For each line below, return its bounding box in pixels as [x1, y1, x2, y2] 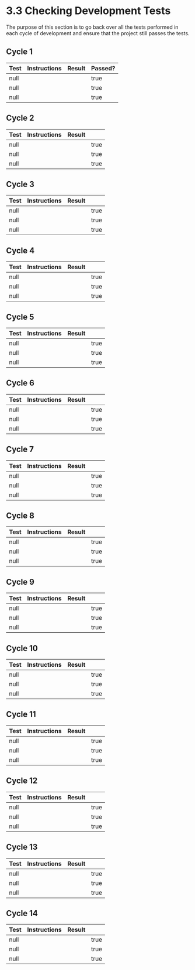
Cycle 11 [6, 710, 36, 720]
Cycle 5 [6, 312, 34, 322]
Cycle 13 [6, 842, 38, 852]
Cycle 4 [6, 245, 35, 256]
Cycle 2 [6, 113, 34, 123]
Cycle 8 [6, 511, 35, 521]
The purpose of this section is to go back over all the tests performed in [6, 23, 179, 30]
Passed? [91, 64, 116, 72]
